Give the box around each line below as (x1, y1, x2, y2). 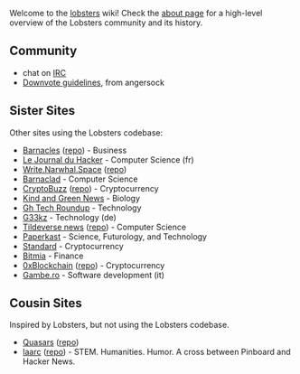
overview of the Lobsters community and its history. (9, 17, 203, 28)
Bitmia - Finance (22, 250, 84, 261)
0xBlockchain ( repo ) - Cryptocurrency (22, 259, 165, 270)
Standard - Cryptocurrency (22, 240, 124, 251)
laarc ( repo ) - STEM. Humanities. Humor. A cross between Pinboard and (22, 347, 291, 358)
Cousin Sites (9, 295, 83, 311)
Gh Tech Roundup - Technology (22, 202, 142, 213)
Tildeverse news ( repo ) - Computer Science (22, 221, 187, 232)
